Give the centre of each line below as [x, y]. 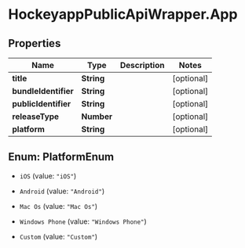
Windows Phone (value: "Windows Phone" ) [83, 221]
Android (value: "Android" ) [62, 191]
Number [97, 117]
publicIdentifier [42, 104]
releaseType [36, 117]
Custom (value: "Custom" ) [59, 236]
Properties [35, 43]
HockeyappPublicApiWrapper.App [123, 14]
